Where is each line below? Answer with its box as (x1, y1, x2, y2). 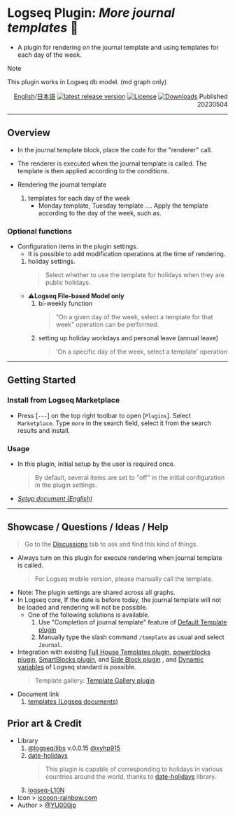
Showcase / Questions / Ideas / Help (7, 521, 169, 533)
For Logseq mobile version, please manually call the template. (34, 574, 213, 583)
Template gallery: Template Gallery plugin (34, 676, 155, 685)
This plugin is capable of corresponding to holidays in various (45, 765, 223, 773)
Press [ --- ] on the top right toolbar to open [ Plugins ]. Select (17, 411, 191, 420)
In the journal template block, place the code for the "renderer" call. (17, 145, 213, 154)
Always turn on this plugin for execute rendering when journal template (17, 553, 222, 562)
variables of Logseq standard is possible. (17, 662, 136, 671)
